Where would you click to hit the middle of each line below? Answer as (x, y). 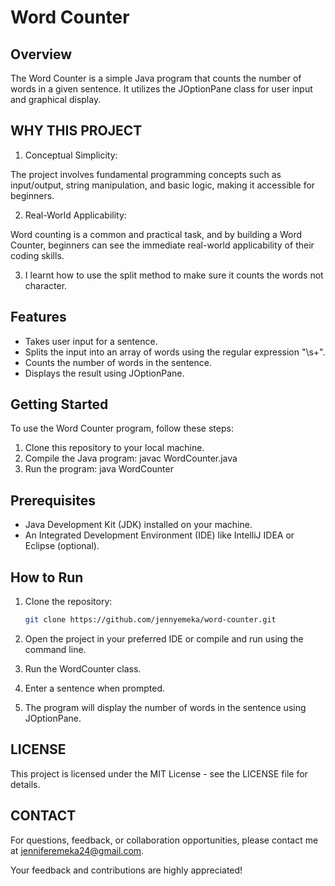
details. (25, 784)
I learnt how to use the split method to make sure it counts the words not (174, 275)
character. (46, 285)
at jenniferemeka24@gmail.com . (77, 850)
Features (38, 317)
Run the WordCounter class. (83, 668)
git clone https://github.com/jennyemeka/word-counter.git (150, 620)
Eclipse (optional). (62, 546)
